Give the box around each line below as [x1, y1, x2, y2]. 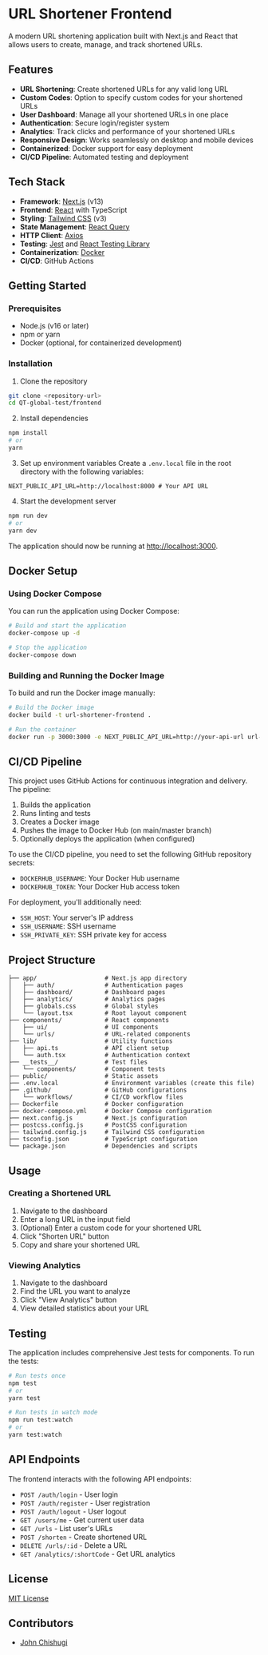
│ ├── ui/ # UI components [8, 1024, 159, 1032]
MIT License [8, 1593, 49, 1603]
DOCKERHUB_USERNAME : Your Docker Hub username [19, 873, 180, 883]
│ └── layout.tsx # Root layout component [8, 1009, 187, 1017]
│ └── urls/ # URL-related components [8, 1030, 191, 1039]
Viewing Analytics [8, 1259, 81, 1271]
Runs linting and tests [19, 809, 91, 818]
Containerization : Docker [19, 247, 105, 257]
